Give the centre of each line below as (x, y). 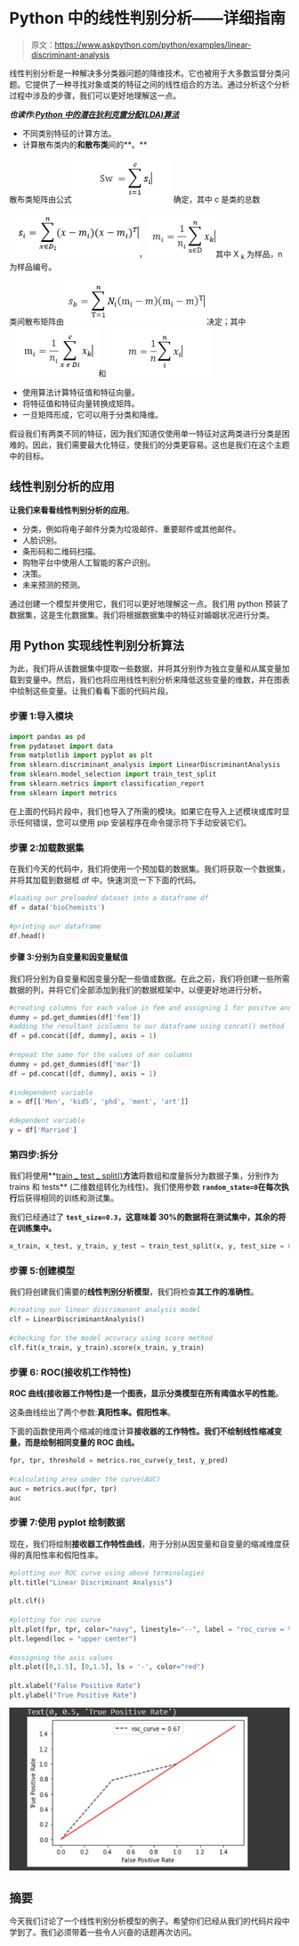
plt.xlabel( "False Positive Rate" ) (75, 1686)
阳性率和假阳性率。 (68, 1555)
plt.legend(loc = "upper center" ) (73, 1639)
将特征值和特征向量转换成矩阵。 (81, 403)
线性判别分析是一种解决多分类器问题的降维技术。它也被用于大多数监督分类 (145, 73)
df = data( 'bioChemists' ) (57, 907)
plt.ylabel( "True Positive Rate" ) (73, 1696)
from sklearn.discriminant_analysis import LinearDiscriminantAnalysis (145, 765)
